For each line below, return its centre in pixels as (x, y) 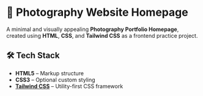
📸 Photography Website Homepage (97, 12)
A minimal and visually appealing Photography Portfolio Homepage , (93, 29)
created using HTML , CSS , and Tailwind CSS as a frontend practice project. (102, 35)
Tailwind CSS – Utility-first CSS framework (69, 86)
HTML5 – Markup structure (50, 73)
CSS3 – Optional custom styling (55, 80)
